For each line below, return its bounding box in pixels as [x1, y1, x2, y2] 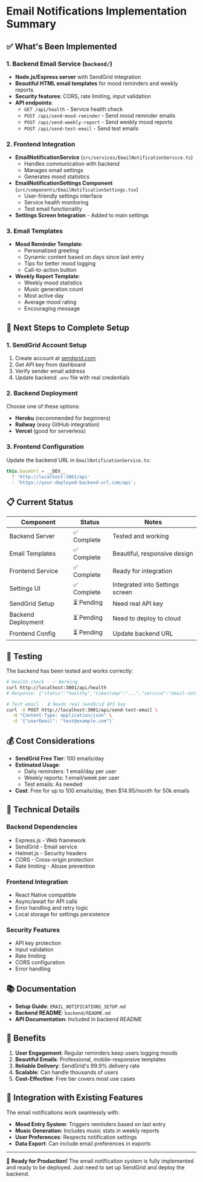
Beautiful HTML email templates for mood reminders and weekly [14, 79, 178, 87]
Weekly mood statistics [24, 279, 83, 286]
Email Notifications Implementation [6, 4, 187, 18]
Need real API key [112, 599, 163, 608]
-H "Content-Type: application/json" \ [11, 713, 112, 719]
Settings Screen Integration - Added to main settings [14, 212, 149, 219]
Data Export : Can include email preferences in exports [14, 1140, 151, 1147]
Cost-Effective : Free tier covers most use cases [14, 1075, 135, 1082]
